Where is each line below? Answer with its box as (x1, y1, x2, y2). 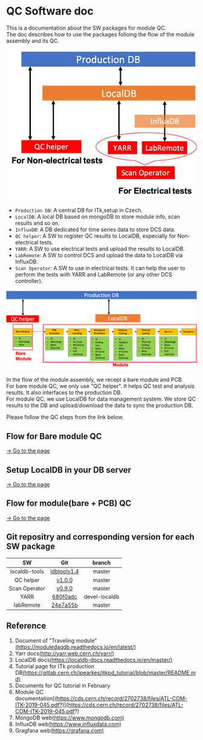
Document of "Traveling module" (14, 637, 97, 644)
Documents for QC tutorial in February (14, 682, 111, 689)
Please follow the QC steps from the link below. (6, 413, 124, 421)
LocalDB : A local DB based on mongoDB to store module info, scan (14, 213, 180, 220)
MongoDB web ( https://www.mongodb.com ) (14, 714, 125, 721)
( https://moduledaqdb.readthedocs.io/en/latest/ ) (14, 643, 137, 650)
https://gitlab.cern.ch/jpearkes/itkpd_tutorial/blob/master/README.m (24, 669, 196, 676)
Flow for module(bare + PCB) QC (6, 498, 132, 509)
